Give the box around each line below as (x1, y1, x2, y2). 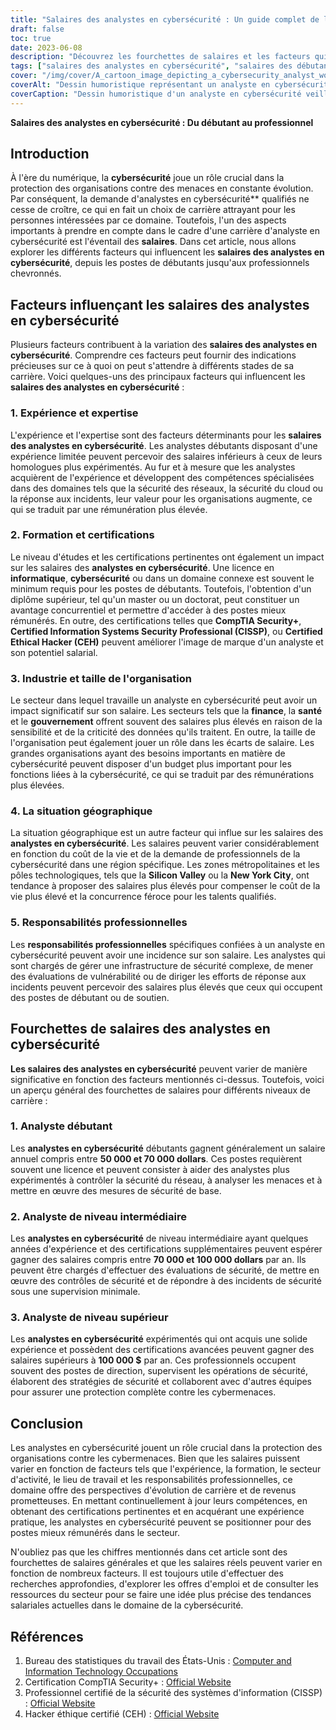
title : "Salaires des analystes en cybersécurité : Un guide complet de (10, 14, 320, 25)
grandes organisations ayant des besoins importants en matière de (10, 747, 286, 760)
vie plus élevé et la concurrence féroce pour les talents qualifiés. (10, 891, 277, 903)
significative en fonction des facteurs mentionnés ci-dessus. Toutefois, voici (10, 1073, 325, 1085)
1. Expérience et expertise (10, 406, 139, 420)
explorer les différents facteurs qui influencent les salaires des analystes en (10, 246, 325, 258)
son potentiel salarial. (10, 646, 98, 658)
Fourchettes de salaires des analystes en (10, 1021, 271, 1038)
